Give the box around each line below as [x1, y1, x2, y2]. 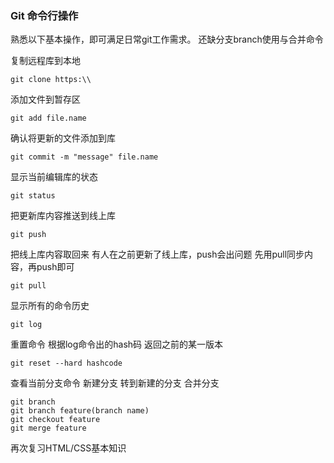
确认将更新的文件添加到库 [10, 132, 116, 144]
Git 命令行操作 [10, 8, 79, 22]
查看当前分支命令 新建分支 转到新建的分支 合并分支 [10, 377, 220, 389]
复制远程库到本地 [10, 55, 81, 67]
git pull [10, 281, 47, 291]
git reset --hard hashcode [10, 358, 123, 369]
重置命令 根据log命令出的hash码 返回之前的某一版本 [10, 338, 224, 351]
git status [10, 191, 56, 201]
